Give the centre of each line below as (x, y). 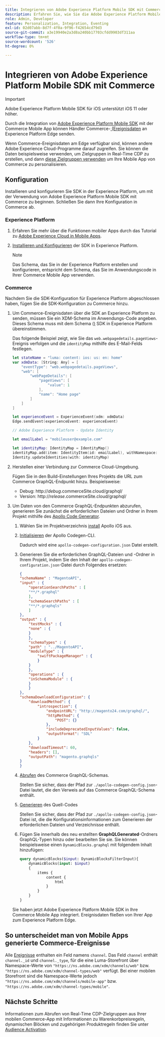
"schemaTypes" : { (47, 642)
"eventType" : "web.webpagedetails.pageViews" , (70, 367)
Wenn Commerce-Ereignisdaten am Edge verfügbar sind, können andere (79, 143)
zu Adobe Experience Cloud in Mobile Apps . (57, 236)
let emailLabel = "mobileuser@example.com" (57, 439)
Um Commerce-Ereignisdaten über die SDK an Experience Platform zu (83, 313)
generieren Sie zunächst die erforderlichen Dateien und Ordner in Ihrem (85, 511)
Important (15, 99)
